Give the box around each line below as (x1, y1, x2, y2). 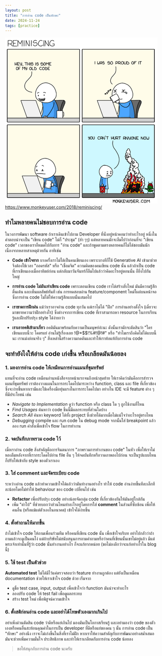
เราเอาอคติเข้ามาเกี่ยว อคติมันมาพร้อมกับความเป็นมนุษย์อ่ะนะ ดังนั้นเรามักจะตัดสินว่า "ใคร (12, 324, 153, 330)
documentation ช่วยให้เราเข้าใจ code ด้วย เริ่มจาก (5, 576, 91, 581)
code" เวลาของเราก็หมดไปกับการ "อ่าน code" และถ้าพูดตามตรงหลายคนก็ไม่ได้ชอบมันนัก (5, 242, 150, 248)
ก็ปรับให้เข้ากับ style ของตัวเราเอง (5, 457, 59, 463)
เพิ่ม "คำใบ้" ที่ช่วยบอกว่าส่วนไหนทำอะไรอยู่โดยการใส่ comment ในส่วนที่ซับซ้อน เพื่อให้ (12, 501, 156, 507)
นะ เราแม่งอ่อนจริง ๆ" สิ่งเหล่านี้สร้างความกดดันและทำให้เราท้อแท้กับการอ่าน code (12, 335, 143, 341)
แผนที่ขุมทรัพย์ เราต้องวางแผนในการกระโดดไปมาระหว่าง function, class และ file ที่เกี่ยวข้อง (5, 381, 156, 386)
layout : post (5, 8, 31, 13)
